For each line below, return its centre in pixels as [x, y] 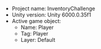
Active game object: [36, 21]
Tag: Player [34, 34]
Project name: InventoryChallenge [53, 9]
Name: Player [37, 27]
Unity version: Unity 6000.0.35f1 [51, 15]
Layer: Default [38, 40]
